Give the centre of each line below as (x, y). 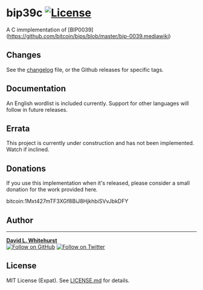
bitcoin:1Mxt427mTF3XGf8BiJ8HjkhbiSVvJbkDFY (67, 201)
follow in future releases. (37, 109)
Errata (18, 128)
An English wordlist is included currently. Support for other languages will (98, 103)
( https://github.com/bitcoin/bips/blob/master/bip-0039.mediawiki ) (89, 36)
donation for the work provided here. (52, 190)
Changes (24, 55)
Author (20, 220)
